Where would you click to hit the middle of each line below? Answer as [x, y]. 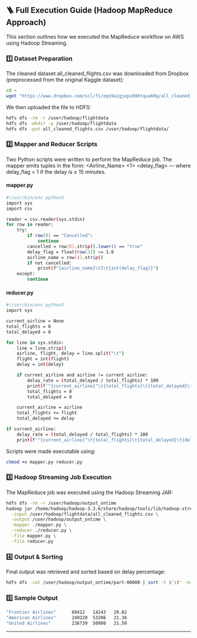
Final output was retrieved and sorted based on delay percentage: [86, 572]
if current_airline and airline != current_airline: [82, 375]
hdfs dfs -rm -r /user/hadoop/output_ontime [61, 503]
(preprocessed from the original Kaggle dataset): [65, 80]
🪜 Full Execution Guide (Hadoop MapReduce [89, 10]
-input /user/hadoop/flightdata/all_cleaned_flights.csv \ [85, 514]
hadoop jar [19, 508]
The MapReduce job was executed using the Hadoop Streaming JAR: [89, 492]
